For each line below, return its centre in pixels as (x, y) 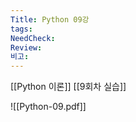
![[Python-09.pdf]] (48, 107)
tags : (21, 29)
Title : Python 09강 (50, 19)
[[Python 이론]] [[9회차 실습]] (68, 87)
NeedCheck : (33, 38)
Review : (26, 47)
